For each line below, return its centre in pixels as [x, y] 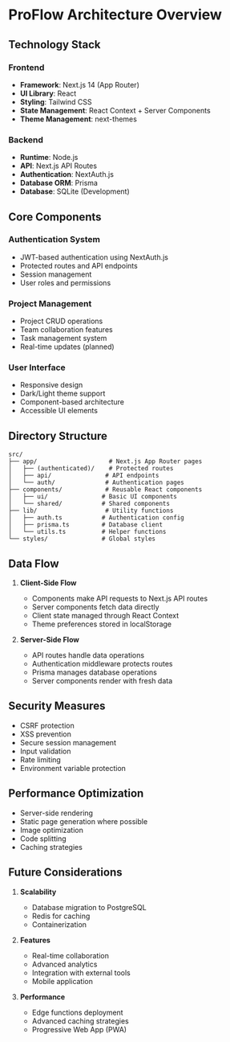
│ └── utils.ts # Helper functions [87, 532]
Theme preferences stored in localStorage [102, 624]
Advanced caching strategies [81, 1021]
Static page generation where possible [84, 821]
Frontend [26, 68]
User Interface [37, 367]
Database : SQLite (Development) [75, 191]
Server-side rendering [56, 813]
